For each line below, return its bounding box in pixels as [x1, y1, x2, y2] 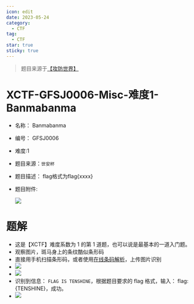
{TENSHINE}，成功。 [14, 285, 67, 292]
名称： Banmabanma [14, 121, 67, 129]
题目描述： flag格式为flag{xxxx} [14, 172, 94, 180]
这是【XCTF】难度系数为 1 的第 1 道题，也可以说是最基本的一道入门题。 [14, 241, 191, 248]
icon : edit [6, 8, 33, 15]
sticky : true [6, 48, 39, 54]
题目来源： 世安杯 [14, 160, 55, 167]
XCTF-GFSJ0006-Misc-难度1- [6, 88, 159, 102]
